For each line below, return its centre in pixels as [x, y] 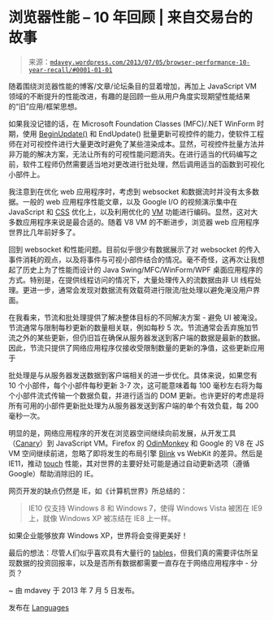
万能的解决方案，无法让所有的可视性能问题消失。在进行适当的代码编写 [132, 154]
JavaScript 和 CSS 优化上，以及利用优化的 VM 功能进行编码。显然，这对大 [133, 212]
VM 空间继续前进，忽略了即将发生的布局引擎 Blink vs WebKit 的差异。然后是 [136, 453]
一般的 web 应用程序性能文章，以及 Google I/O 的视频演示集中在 [130, 201]
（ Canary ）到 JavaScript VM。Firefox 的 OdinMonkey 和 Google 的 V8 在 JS [136, 443]
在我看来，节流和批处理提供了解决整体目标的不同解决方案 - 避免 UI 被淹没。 [135, 317]
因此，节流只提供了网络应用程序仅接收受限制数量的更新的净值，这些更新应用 [136, 347]
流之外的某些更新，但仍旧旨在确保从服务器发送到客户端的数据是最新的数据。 [136, 338]
